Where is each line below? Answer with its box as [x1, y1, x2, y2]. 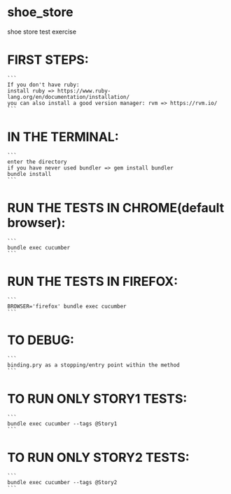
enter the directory [7, 158, 68, 165]
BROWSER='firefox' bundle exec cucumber [7, 303, 127, 310]
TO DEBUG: [7, 332, 75, 348]
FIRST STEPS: [7, 52, 89, 68]
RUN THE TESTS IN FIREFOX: [7, 273, 178, 289]
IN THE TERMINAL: [7, 129, 119, 145]
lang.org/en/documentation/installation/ [7, 93, 130, 100]
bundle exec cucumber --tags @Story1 [7, 420, 118, 427]
